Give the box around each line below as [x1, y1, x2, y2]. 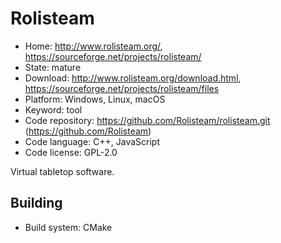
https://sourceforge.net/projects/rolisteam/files [24, 82, 220, 94]
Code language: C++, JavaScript [24, 135, 161, 147]
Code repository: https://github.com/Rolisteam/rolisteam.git [24, 114, 271, 126]
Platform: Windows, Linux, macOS [24, 93, 166, 105]
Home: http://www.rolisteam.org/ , [24, 40, 163, 52]
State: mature [24, 61, 82, 73]
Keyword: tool [24, 103, 83, 116]
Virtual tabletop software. [10, 165, 115, 177]
